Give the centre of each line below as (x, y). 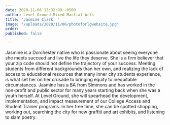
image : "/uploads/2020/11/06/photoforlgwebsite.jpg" (62, 24)
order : (12, 29)
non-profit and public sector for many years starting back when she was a (83, 90)
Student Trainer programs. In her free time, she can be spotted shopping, (82, 106)
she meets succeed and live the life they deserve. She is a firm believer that (84, 58)
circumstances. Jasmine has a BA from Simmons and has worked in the (80, 85)
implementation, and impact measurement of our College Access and (78, 101)
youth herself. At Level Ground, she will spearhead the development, (77, 96)
